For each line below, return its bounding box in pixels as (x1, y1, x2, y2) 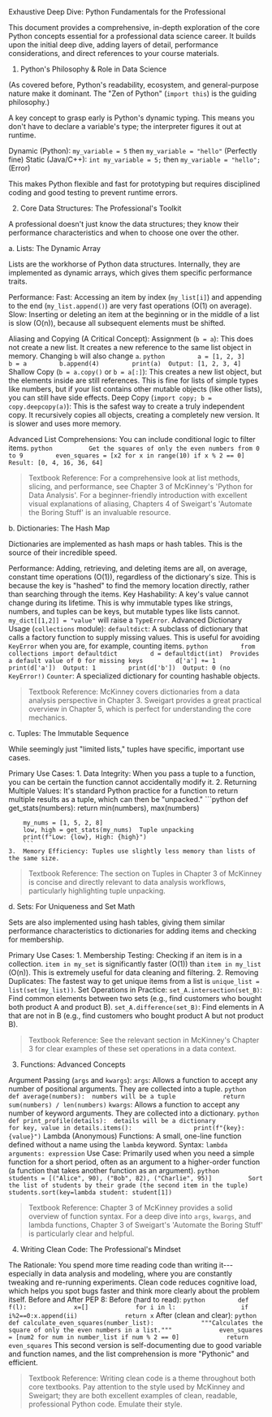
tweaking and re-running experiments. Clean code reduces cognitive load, (8, 1277, 257, 1287)
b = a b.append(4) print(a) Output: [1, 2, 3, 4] (8, 360, 242, 368)
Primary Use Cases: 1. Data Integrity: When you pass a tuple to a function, (8, 769, 256, 778)
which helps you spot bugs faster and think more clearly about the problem (8, 1286, 260, 1295)
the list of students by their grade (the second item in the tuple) (8, 1181, 249, 1189)
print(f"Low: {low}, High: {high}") (23, 833, 148, 841)
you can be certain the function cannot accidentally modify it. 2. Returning (8, 778, 257, 786)
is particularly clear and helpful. (28, 1228, 135, 1238)
